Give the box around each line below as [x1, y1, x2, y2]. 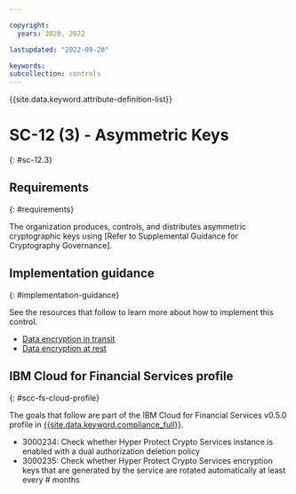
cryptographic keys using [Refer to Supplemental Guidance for [9, 231, 238, 241]
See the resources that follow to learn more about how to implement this [9, 306, 274, 317]
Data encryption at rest [21, 343, 107, 353]
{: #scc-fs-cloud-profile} [9, 393, 100, 403]
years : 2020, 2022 [17, 28, 86, 38]
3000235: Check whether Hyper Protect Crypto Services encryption [21, 455, 273, 466]
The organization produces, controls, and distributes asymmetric [9, 221, 247, 231]
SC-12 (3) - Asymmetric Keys [9, 126, 229, 145]
